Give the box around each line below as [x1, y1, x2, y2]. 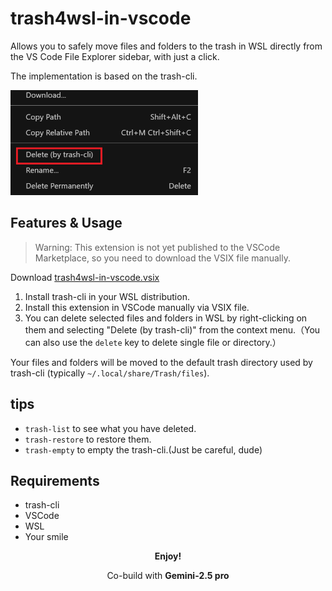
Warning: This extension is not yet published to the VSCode [34, 241, 281, 253]
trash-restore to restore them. [24, 433, 152, 445]
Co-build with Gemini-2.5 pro [106, 570, 230, 582]
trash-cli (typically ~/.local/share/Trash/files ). [10, 367, 210, 379]
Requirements [10, 473, 100, 490]
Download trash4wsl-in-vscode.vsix [10, 271, 160, 283]
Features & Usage [10, 215, 123, 232]
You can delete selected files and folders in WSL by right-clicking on [24, 312, 308, 324]
